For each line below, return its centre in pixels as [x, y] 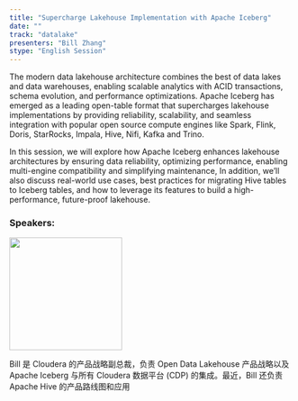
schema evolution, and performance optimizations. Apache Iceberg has [142, 96]
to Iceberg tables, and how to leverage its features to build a [121, 190]
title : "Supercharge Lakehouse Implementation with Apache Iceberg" [140, 18]
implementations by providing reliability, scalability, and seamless [131, 115]
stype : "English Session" [58, 51]
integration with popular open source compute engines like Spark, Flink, [143, 125]
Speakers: [32, 223]
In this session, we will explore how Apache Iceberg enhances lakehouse [145, 152]
